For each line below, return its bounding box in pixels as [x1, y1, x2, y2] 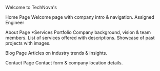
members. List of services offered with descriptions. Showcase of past [5, 35, 155, 41]
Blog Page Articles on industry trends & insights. [5, 50, 108, 56]
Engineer [5, 20, 25, 25]
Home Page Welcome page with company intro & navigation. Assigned [5, 14, 155, 20]
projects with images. [5, 40, 51, 46]
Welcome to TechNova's [5, 5, 57, 10]
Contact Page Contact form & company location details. [5, 60, 123, 65]
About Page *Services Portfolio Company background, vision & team [5, 29, 151, 35]
